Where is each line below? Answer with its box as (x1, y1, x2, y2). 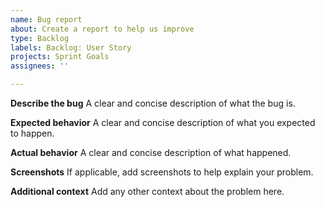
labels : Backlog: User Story (10, 42, 132, 53)
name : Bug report (10, 14, 83, 25)
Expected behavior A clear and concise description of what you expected (10, 117, 316, 128)
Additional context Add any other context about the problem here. (10, 186, 285, 197)
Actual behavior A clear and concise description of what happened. (10, 147, 292, 158)
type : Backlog (10, 33, 70, 43)
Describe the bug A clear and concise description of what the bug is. (10, 97, 296, 109)
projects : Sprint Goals (10, 52, 110, 62)
